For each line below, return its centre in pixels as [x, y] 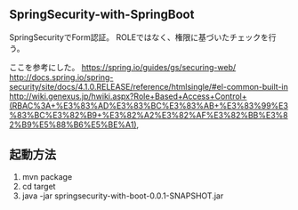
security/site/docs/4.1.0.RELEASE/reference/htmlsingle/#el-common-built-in [149, 86]
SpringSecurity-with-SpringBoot [102, 15]
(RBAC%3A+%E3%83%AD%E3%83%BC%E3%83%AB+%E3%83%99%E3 [149, 105]
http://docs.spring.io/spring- [61, 77]
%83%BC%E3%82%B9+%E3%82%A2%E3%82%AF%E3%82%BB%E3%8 [149, 115]
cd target [39, 186]
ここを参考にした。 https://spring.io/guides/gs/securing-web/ [123, 67]
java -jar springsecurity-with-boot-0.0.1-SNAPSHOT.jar [123, 196]
